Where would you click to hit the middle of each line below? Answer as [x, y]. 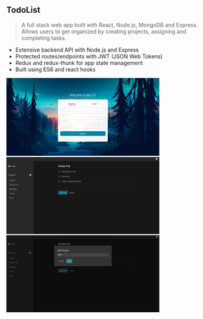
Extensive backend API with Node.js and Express [77, 50]
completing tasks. [44, 38]
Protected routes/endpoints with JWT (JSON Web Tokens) [89, 56]
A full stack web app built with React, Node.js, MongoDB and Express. [109, 25]
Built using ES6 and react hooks [55, 69]
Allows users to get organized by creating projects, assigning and [104, 31]
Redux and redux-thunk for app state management [79, 63]
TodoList [24, 10]
